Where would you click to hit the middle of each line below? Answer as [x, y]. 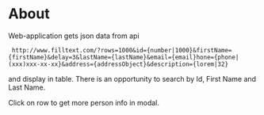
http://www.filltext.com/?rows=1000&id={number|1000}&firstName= [122, 50]
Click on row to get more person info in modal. [84, 102]
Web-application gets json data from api [74, 36]
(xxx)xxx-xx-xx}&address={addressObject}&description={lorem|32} [118, 64]
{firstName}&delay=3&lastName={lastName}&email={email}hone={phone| [124, 57]
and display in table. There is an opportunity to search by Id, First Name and [132, 79]
